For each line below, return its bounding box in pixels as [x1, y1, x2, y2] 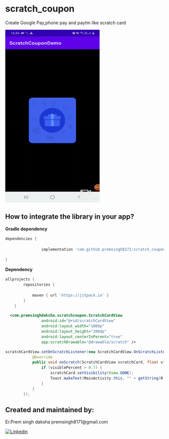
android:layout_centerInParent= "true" [41, 334, 123, 339]
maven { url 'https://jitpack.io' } [32, 293, 109, 298]
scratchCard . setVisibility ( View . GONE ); [50, 371, 134, 376]
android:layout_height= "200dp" [41, 329, 107, 334]
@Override [32, 355, 53, 360]
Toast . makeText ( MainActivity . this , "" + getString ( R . [50, 376, 165, 381]
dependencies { [5, 236, 37, 241]
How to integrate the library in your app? [5, 212, 134, 221]
